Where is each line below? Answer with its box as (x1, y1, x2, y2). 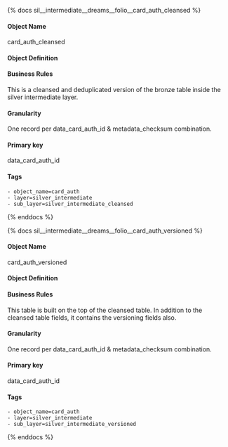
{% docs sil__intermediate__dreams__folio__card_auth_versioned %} (7, 226, 203, 235)
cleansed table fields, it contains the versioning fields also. (7, 313, 177, 322)
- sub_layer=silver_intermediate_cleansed (7, 200, 133, 207)
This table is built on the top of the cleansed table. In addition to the (7, 306, 203, 314)
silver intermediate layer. (7, 93, 79, 101)
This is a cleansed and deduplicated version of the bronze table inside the (7, 86, 221, 93)
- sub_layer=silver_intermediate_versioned (7, 421, 137, 428)
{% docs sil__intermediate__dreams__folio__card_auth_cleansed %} (7, 6, 201, 14)
